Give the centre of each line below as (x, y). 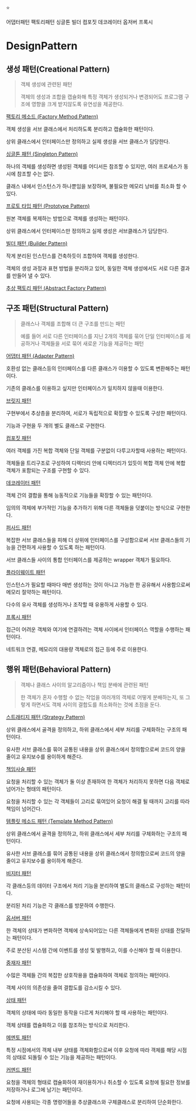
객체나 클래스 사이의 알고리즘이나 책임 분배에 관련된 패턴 (85, 685)
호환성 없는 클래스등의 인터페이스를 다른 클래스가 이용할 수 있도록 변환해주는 (93, 368)
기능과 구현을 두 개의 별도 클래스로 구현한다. (56, 425)
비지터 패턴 (19, 873)
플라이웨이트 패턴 (26, 572)
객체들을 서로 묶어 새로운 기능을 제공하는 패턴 (92, 343)
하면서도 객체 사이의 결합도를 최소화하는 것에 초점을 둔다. (96, 704)
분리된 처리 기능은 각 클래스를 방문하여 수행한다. (61, 905)
